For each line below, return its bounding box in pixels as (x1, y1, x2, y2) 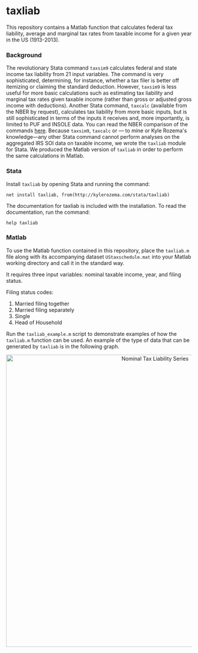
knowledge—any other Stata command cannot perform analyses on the (6, 133, 180, 141)
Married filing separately (14, 306, 75, 314)
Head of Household (14, 319, 62, 326)
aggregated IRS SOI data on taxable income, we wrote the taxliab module (6, 140, 186, 147)
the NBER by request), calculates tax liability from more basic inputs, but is (6, 108, 187, 116)
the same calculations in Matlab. (6, 152, 84, 159)
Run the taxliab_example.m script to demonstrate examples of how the (6, 330, 177, 337)
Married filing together (14, 300, 70, 307)
